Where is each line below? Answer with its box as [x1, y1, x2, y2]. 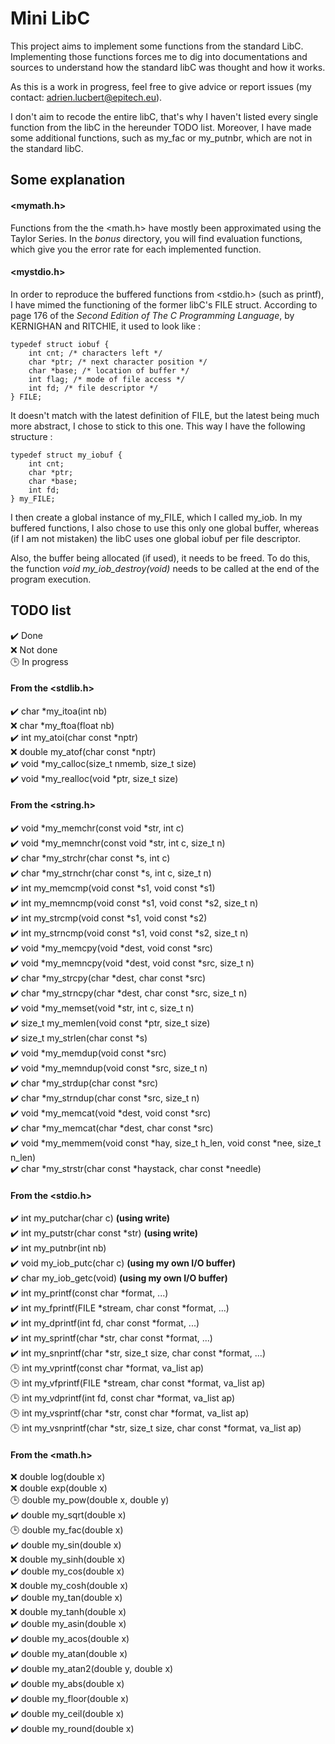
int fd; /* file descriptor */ [28, 383, 159, 393]
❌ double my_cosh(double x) [10, 1580, 129, 1592]
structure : [10, 430, 53, 442]
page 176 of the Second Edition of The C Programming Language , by [10, 309, 295, 321]
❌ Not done [10, 643, 58, 656]
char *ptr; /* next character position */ [28, 357, 208, 367]
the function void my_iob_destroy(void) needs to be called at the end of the [10, 562, 320, 574]
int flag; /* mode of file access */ [28, 374, 186, 384]
